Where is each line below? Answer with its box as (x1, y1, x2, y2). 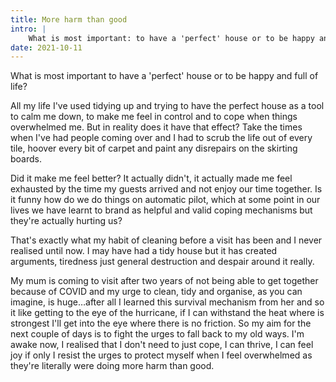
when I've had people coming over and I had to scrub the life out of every (10, 132, 313, 144)
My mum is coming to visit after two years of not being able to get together (10, 275, 319, 287)
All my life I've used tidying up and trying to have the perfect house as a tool (10, 100, 325, 112)
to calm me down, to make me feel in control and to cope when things (10, 111, 298, 123)
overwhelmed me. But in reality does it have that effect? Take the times (10, 121, 303, 133)
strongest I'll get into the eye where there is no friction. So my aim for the (10, 317, 312, 330)
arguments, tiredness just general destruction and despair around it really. (10, 256, 315, 268)
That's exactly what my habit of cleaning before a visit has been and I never (10, 234, 323, 246)
